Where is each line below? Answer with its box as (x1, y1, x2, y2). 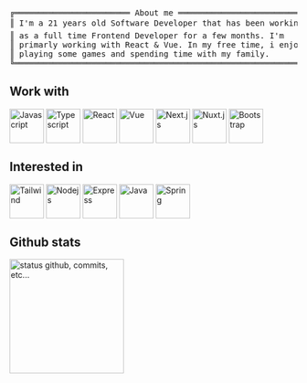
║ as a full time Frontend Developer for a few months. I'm (9, 31, 285, 40)
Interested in (9, 159, 84, 175)
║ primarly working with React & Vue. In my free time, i (9, 40, 275, 49)
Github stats (9, 235, 81, 250)
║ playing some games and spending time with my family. (9, 49, 270, 59)
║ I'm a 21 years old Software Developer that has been (9, 18, 265, 28)
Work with (9, 84, 70, 100)
